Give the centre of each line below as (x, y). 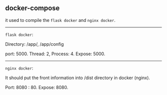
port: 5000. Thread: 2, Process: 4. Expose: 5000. (55, 54)
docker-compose (33, 8)
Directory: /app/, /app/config (35, 44)
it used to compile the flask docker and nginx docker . (60, 20)
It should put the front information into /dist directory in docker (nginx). (78, 78)
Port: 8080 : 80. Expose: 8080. (37, 87)
